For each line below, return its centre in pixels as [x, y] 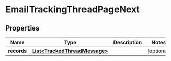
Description [128, 42]
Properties [22, 28]
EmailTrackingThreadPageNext [73, 9]
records [18, 51]
